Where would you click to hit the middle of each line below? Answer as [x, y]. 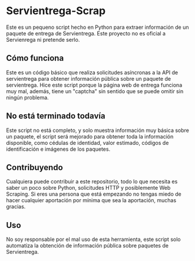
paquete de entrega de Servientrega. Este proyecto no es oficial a [86, 33]
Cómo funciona [35, 58]
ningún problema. [27, 97]
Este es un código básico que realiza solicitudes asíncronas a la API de [92, 72]
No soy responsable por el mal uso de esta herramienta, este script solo [93, 239]
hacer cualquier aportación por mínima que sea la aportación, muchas [91, 200]
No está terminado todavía [56, 116]
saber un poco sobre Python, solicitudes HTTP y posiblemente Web [88, 188]
